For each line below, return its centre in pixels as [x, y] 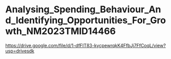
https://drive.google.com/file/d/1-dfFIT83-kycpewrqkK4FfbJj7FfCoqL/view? [86, 45]
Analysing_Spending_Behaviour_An [83, 9]
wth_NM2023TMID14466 [61, 31]
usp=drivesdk [20, 51]
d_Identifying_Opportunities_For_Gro [86, 20]
